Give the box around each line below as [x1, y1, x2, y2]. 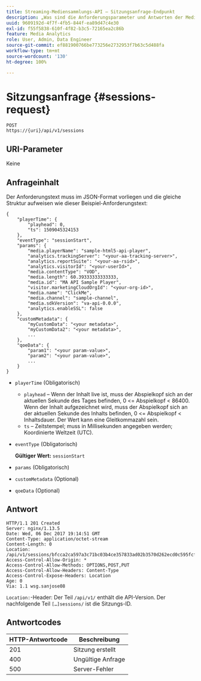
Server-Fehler [73, 665, 114, 673]
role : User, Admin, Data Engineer [6, 37, 93, 43]
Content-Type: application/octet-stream [6, 536, 109, 542]
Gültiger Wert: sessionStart [14, 452, 85, 459]
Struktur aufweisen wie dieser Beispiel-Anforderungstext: [6, 200, 148, 207]
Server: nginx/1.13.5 [6, 525, 60, 531]
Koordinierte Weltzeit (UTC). [23, 429, 94, 436]
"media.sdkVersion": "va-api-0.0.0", [28, 300, 121, 306]
